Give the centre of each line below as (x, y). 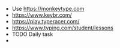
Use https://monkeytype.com (48, 9)
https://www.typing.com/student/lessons (63, 28)
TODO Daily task (32, 34)
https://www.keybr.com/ (42, 15)
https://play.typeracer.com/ (46, 21)
